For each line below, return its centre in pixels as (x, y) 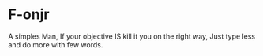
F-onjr (29, 15)
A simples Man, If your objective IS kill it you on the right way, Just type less (131, 36)
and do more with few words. (56, 44)
